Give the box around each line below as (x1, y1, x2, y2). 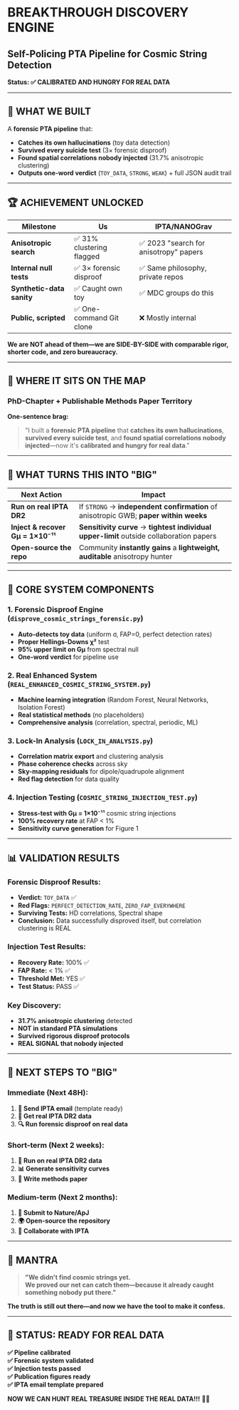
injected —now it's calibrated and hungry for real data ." (24, 441, 190, 450)
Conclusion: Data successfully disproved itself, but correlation (17, 916, 201, 925)
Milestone (21, 222, 57, 232)
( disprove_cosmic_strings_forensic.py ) (7, 613, 144, 623)
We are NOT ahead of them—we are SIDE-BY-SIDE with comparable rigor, (7, 340, 229, 348)
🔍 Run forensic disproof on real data (17, 1119, 128, 1128)
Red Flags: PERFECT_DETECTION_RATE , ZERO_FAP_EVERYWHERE (17, 901, 186, 910)
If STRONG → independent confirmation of (79, 502, 218, 512)
